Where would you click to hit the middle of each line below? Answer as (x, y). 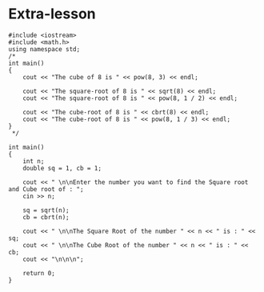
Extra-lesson (52, 14)
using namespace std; (44, 49)
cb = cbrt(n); (46, 217)
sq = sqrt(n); (46, 210)
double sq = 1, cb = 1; (62, 168)
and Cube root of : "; (46, 189)
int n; (34, 161)
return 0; (39, 273)
